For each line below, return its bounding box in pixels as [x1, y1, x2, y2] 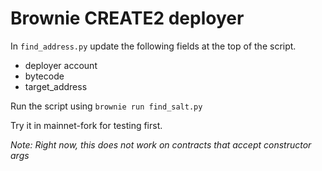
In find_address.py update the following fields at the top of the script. [10, 40, 297, 52]
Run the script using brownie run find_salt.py [10, 100, 203, 112]
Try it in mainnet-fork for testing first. [10, 119, 163, 131]
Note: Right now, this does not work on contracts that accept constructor [10, 138, 312, 151]
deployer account [24, 59, 98, 71]
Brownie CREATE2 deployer [10, 7, 245, 30]
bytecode [24, 70, 65, 82]
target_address [24, 80, 88, 92]
